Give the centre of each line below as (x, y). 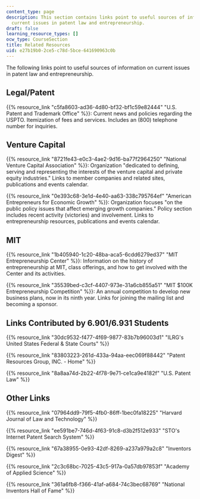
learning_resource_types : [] (42, 34)
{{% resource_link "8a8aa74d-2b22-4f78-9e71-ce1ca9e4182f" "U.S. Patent (99, 373)
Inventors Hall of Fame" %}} (40, 491)
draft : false (22, 28)
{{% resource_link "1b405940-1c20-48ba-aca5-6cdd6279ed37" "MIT (92, 255)
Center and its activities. (36, 274)
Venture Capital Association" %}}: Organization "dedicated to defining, (93, 165)
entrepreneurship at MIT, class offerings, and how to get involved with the (97, 267)
